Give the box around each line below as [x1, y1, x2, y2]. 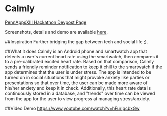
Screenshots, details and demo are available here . [5, 29, 108, 35]
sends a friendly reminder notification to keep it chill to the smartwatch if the [5, 64, 162, 70]
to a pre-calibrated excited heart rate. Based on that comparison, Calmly [5, 58, 154, 64]
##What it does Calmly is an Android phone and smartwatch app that [5, 48, 147, 54]
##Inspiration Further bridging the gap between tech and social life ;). [5, 38, 148, 45]
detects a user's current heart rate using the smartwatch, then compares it [5, 53, 159, 59]
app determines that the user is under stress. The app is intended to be [5, 69, 151, 75]
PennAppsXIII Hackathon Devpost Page [5, 19, 87, 25]
